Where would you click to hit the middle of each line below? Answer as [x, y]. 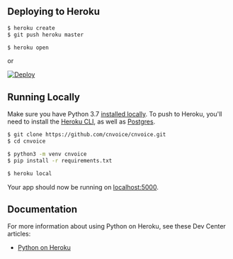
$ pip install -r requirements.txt [60, 160]
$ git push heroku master [45, 35]
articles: [19, 234]
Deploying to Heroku [54, 12]
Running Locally [44, 97]
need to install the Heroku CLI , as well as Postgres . [81, 122]
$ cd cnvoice [27, 141]
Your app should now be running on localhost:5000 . [83, 187]
